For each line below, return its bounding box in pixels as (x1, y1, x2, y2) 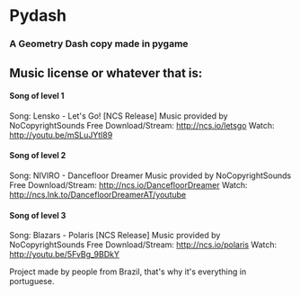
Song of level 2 (9, 150, 66, 161)
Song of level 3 (9, 210, 66, 220)
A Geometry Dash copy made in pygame (9, 38, 189, 50)
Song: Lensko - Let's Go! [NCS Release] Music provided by (9, 110, 228, 121)
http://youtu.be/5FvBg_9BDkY (9, 249, 119, 260)
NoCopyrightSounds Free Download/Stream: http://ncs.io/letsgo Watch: (9, 120, 275, 130)
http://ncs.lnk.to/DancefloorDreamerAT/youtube (9, 189, 187, 200)
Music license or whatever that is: (9, 65, 203, 81)
